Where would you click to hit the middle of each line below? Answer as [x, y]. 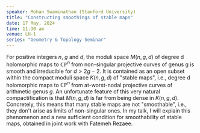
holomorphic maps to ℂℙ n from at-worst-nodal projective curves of [89, 84]
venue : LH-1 [21, 34]
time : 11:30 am [25, 29]
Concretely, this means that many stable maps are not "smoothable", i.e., [96, 104]
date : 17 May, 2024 [31, 23]
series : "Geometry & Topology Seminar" [56, 40]
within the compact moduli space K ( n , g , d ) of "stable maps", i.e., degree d [98, 77]
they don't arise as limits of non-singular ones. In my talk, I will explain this [98, 111]
